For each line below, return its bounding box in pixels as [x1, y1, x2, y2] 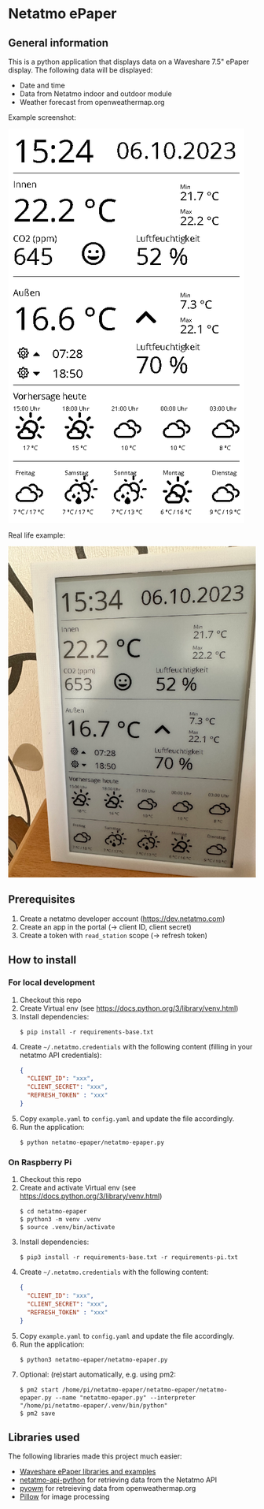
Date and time [19, 80, 65, 90]
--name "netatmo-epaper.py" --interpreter [54, 1393, 196, 1402]
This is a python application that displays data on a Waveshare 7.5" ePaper [8, 57, 250, 66]
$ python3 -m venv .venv [19, 1216, 101, 1224]
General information [8, 36, 108, 50]
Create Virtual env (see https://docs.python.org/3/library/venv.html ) [19, 1003, 239, 1013]
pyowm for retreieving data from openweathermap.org [19, 1484, 196, 1493]
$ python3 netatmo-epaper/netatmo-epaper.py [19, 1355, 168, 1364]
